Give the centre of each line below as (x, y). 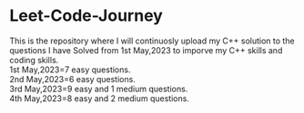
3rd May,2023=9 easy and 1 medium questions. (99, 89)
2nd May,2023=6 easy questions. (73, 79)
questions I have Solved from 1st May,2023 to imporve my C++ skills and (146, 50)
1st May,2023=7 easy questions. (70, 70)
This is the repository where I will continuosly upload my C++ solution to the (152, 41)
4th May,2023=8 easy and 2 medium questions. (99, 98)
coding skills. (34, 60)
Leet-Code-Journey (86, 16)
